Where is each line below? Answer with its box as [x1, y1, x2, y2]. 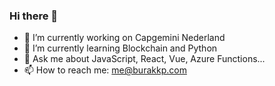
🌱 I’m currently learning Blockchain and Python [23, 42, 218, 54]
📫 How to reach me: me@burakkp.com [23, 64, 187, 76]
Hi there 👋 [9, 9, 59, 23]
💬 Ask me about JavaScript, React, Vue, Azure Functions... [23, 53, 266, 65]
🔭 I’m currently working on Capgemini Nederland [23, 32, 226, 44]
